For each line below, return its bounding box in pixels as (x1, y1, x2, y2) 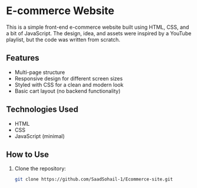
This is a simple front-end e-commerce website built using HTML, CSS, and (6, 23, 189, 31)
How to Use (6, 149, 49, 159)
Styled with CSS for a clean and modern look (14, 81, 123, 88)
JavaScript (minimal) (14, 132, 65, 139)
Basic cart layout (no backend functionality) (14, 87, 121, 95)
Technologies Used (6, 105, 78, 115)
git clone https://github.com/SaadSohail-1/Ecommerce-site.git (14, 176, 173, 183)
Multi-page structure (14, 69, 65, 76)
